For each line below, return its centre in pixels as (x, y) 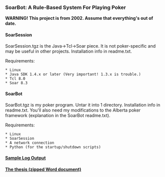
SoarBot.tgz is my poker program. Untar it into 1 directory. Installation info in (83, 105)
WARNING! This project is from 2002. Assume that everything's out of (79, 18)
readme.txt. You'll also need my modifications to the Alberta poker (73, 110)
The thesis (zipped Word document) (43, 169)
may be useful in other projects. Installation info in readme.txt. (69, 51)
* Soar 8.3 (16, 83)
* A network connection (30, 143)
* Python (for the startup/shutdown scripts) (53, 147)
